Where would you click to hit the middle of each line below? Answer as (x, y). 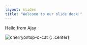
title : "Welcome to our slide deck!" (44, 14)
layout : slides (21, 9)
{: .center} (59, 37)
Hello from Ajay (21, 28)
